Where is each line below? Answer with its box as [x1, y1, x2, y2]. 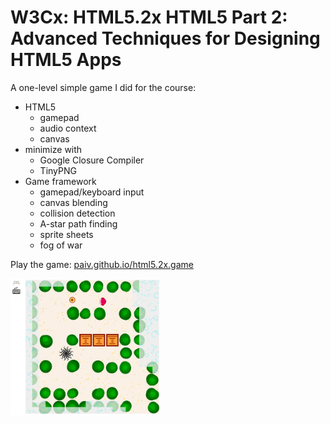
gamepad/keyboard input [39, 186, 145, 198]
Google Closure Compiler [39, 154, 145, 166]
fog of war [39, 239, 83, 251]
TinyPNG [39, 164, 77, 176]
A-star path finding [39, 217, 118, 230]
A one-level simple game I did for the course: [10, 81, 197, 93]
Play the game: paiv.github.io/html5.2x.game [10, 258, 194, 270]
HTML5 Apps [10, 49, 122, 71]
